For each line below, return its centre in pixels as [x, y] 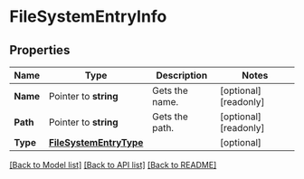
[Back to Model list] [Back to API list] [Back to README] [113, 165]
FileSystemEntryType [96, 142]
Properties [40, 50]
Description [182, 75]
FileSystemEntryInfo [88, 17]
